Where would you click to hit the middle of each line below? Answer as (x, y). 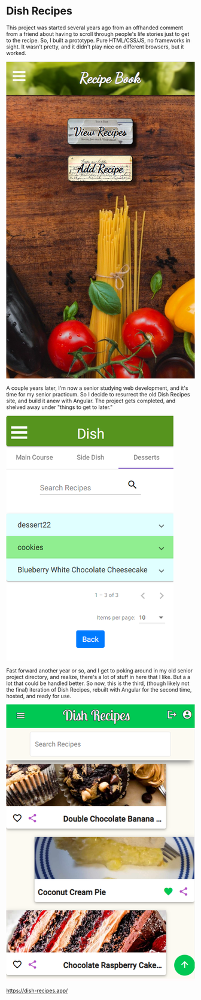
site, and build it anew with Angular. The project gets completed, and (91, 401)
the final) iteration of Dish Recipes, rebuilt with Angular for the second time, (99, 689)
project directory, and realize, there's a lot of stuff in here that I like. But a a (98, 677)
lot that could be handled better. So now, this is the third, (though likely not (98, 683)
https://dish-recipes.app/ (37, 991)
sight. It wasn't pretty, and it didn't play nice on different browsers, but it (95, 47)
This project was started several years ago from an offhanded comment (95, 28)
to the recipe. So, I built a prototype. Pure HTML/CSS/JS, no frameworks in (98, 40)
